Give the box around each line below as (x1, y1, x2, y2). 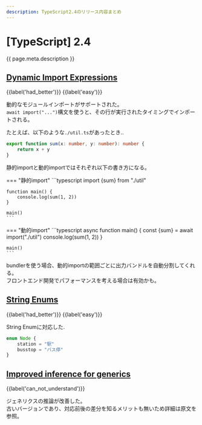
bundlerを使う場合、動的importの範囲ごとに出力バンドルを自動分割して (6, 262, 185, 269)
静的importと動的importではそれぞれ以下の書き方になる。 (6, 164, 150, 171)
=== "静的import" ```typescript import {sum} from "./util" (6, 177, 146, 184)
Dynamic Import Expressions (6, 72, 118, 82)
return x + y (17, 146, 50, 153)
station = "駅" (17, 341, 54, 347)
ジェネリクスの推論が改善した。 (6, 397, 86, 405)
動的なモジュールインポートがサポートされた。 (6, 101, 123, 108)
